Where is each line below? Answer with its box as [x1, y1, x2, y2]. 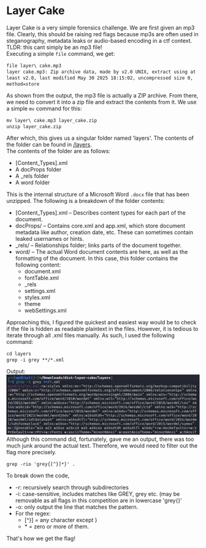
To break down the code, [6, 472, 70, 479]
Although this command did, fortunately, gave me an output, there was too [6, 436, 194, 443]
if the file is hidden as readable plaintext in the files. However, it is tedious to [6, 325, 199, 332]
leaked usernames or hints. [15, 235, 85, 242]
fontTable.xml [24, 274, 59, 281]
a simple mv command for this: [6, 105, 82, 112]
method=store [6, 81, 40, 87]
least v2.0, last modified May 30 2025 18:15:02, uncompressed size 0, [6, 75, 193, 81]
